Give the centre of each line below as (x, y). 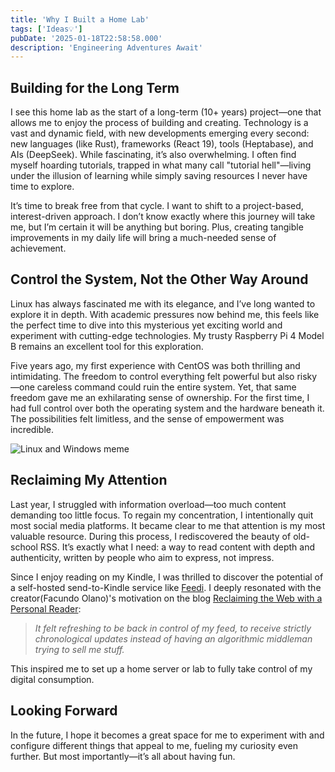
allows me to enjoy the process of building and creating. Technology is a (159, 123)
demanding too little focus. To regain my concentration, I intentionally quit (162, 515)
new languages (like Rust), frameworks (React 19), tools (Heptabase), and (162, 144)
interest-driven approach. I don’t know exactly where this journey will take (163, 217)
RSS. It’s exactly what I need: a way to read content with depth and (177, 547)
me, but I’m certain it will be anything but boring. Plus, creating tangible (157, 227)
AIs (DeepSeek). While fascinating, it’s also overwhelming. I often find (153, 155)
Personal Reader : (46, 608)
